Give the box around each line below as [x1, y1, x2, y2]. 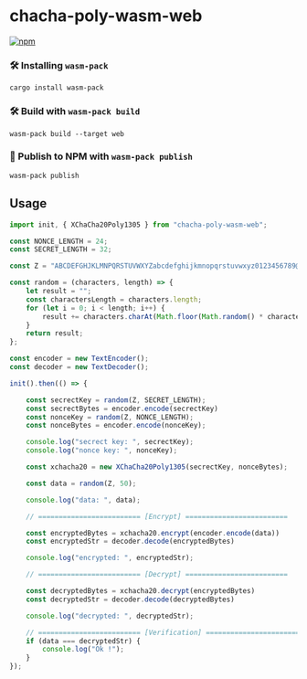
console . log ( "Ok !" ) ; [42, 645, 125, 654]
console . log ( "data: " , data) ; [26, 495, 142, 504]
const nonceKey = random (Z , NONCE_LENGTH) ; [26, 412, 195, 421]
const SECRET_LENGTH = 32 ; [9, 245, 112, 254]
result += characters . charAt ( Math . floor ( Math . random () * [42, 312, 263, 321]
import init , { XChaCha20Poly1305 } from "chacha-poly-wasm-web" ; [9, 220, 268, 229]
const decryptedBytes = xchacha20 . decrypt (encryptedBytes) [26, 587, 256, 596]
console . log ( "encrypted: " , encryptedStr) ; [26, 554, 195, 563]
